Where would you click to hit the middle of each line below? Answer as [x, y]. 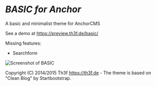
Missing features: [23, 43]
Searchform [25, 53]
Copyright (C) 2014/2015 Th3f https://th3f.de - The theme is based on [78, 73]
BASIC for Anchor [43, 9]
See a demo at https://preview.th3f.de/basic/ [52, 33]
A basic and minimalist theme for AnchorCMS [53, 23]
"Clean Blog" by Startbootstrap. [38, 78]
